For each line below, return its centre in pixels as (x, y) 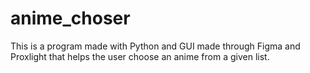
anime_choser (70, 18)
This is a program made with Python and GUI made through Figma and (155, 46)
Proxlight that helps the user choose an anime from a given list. (140, 56)
